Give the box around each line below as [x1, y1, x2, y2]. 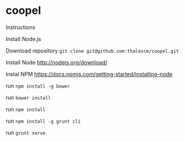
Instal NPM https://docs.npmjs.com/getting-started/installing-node [5, 70, 173, 77]
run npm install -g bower [5, 82, 70, 89]
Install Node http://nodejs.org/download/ [5, 59, 107, 66]
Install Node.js [5, 35, 42, 42]
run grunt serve [5, 129, 46, 136]
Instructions [5, 24, 36, 31]
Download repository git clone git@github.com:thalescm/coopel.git [5, 47, 180, 54]
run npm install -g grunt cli [5, 117, 81, 124]
